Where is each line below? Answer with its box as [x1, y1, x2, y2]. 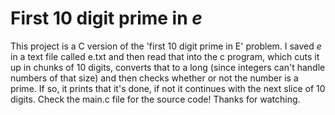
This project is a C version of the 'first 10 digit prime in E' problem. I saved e [10, 40, 322, 52]
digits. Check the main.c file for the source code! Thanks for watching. [10, 93, 301, 105]
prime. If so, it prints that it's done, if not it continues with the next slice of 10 [10, 82, 326, 94]
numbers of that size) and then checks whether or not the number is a [10, 72, 299, 84]
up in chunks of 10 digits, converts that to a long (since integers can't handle [10, 61, 326, 73]
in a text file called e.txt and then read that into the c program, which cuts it [10, 50, 320, 62]
